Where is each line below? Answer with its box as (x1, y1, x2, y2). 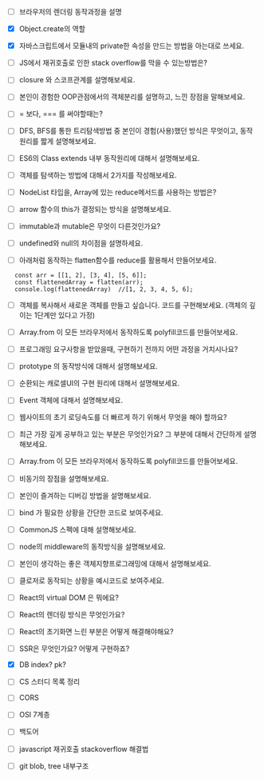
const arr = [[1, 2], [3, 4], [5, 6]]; (14, 271, 148, 279)
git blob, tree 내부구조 (18, 761, 89, 770)
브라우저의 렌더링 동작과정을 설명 (18, 7, 122, 16)
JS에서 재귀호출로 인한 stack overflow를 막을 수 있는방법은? (18, 58, 208, 68)
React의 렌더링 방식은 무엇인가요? (18, 610, 125, 619)
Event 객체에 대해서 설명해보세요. (18, 395, 124, 405)
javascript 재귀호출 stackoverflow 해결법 (18, 744, 149, 753)
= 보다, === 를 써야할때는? (18, 109, 103, 118)
